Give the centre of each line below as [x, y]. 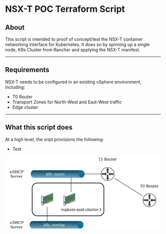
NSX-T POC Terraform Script [65, 9]
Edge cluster [25, 107]
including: [15, 87]
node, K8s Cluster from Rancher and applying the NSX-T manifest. [73, 50]
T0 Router [22, 96]
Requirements [27, 70]
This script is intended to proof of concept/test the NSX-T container [74, 39]
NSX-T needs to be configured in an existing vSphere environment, [73, 82]
